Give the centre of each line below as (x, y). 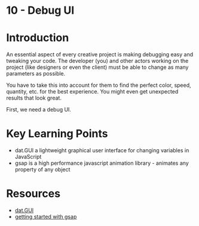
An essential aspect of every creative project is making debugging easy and (100, 55)
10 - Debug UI (40, 10)
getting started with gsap (46, 217)
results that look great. (34, 98)
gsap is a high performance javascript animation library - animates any (102, 163)
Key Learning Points (57, 134)
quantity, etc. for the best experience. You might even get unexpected (92, 92)
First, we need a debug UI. (39, 110)
